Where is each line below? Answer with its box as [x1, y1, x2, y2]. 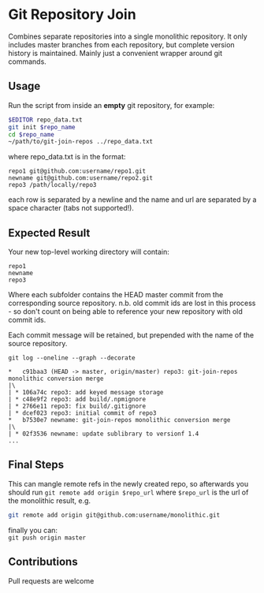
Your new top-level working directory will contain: [8, 247, 169, 257]
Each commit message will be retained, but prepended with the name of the [8, 330, 255, 340]
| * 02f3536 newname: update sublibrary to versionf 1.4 [8, 430, 199, 438]
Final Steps [8, 458, 65, 472]
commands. [8, 57, 47, 66]
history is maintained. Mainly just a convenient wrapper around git [8, 48, 223, 58]
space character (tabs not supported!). [8, 203, 134, 213]
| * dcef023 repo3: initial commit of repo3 [8, 409, 157, 417]
